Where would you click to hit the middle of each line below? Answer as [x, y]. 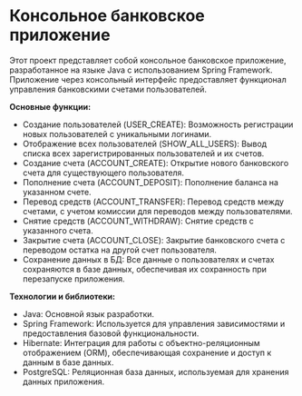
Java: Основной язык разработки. [88, 313]
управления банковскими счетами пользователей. [108, 89]
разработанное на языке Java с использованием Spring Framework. [141, 70]
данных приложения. [63, 381]
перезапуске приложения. [73, 279]
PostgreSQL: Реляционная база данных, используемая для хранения [156, 371]
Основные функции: [50, 106]
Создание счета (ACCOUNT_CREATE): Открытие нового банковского [156, 163]
